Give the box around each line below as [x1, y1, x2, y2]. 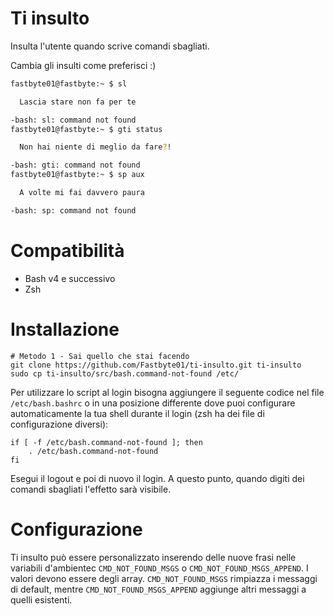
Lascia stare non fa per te [19, 97, 137, 107]
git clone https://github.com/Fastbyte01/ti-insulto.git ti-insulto [10, 360, 302, 370]
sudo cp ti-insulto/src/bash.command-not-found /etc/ [10, 368, 240, 379]
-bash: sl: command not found [10, 115, 137, 125]
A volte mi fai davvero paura [19, 188, 145, 198]
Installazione [10, 318, 120, 341]
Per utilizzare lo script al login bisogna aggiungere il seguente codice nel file [10, 386, 325, 398]
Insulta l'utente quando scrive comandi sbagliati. [10, 40, 210, 52]
